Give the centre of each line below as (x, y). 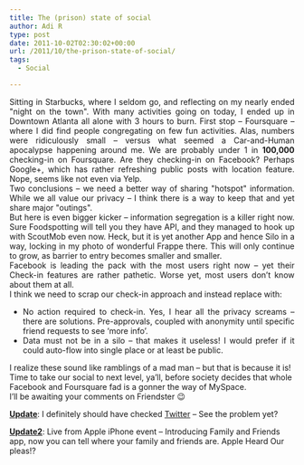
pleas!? (23, 451)
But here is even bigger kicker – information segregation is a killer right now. (152, 217)
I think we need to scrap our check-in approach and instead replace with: (146, 294)
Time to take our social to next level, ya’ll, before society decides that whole (151, 377)
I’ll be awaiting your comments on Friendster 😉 (97, 396)
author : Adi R (36, 26)
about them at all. (42, 284)
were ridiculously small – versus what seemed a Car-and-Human (152, 140)
